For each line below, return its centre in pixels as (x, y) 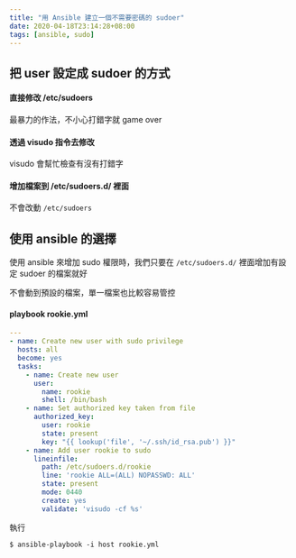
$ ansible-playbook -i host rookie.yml (84, 544)
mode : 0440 (62, 492)
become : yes (40, 358)
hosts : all (38, 350)
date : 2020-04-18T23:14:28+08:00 (72, 26)
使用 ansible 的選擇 (63, 238)
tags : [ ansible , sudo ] (52, 34)
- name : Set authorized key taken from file (111, 408)
